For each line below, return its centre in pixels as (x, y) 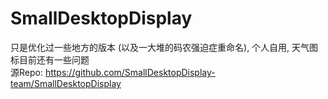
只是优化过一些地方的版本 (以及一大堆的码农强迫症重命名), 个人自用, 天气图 (164, 47)
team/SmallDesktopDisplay (66, 83)
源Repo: (26, 72)
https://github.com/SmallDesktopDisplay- (130, 72)
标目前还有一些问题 (50, 59)
